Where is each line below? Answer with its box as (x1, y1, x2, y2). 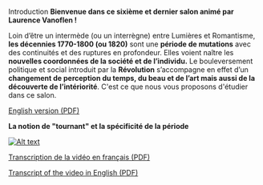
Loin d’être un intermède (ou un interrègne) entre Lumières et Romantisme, (8, 31, 256, 40)
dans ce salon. (8, 90, 57, 99)
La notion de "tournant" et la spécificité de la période (8, 122, 189, 131)
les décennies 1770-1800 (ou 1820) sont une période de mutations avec (8, 39, 251, 49)
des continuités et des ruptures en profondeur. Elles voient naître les (8, 48, 234, 57)
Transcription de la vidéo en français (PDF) (8, 152, 151, 162)
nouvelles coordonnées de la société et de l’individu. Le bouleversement (8, 56, 253, 66)
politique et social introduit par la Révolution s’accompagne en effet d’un (8, 65, 249, 74)
